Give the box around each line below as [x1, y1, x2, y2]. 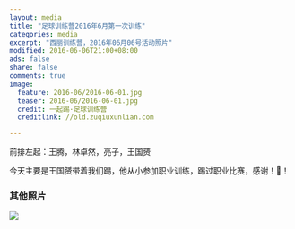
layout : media [9, 13, 63, 22]
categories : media [9, 30, 78, 38]
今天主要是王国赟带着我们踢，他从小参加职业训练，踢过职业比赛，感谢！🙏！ [9, 165, 290, 176]
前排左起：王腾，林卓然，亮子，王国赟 [9, 147, 151, 157]
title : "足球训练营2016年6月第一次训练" [9, 21, 146, 30]
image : [9, 80, 34, 89]
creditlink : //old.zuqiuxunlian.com [17, 113, 154, 122]
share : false [9, 64, 58, 72]
